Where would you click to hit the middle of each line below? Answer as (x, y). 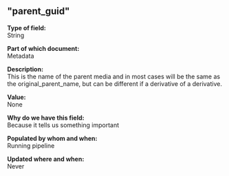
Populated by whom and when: (52, 138)
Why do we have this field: (46, 118)
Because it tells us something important (63, 125)
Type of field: (26, 27)
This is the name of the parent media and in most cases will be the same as (114, 76)
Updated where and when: (46, 159)
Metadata (21, 56)
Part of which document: (43, 48)
